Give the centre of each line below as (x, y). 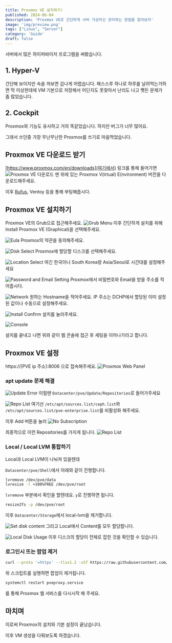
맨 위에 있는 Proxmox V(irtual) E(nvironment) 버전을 (108, 174)
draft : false (19, 39)
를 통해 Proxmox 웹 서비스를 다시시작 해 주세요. (53, 593)
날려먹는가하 (154, 83)
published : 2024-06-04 (29, 15)
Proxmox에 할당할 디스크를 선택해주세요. (76, 251)
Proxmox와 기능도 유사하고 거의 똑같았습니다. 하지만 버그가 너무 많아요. (77, 126)
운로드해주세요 (20, 181)
